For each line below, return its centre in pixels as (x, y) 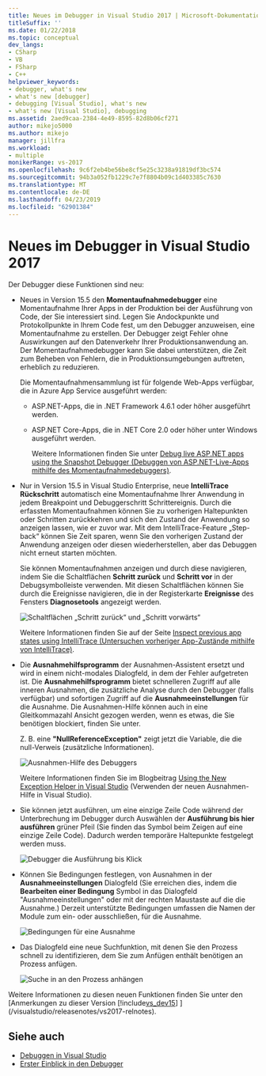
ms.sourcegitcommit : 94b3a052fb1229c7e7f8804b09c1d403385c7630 (115, 178)
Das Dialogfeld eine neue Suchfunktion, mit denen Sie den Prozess (129, 947)
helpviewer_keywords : (44, 81)
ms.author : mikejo (38, 133)
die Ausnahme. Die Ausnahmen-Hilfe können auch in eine (114, 707)
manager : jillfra (37, 140)
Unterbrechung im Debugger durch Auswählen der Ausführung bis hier (137, 819)
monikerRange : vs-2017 (46, 163)
